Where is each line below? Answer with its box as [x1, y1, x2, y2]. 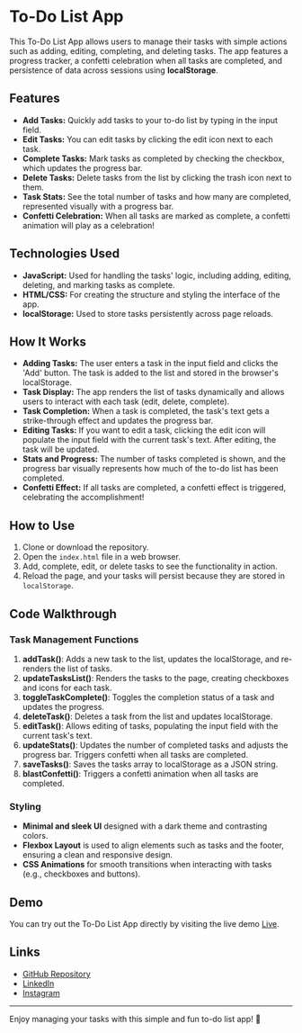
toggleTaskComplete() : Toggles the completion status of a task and [22, 691, 275, 703]
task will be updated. [22, 444, 101, 455]
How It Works [9, 334, 87, 349]
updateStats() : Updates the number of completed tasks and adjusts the [22, 740, 289, 750]
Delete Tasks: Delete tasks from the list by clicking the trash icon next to [22, 172, 292, 183]
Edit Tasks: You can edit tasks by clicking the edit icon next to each [22, 133, 274, 145]
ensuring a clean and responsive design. [22, 849, 173, 860]
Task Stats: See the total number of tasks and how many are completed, [22, 191, 292, 202]
